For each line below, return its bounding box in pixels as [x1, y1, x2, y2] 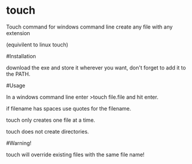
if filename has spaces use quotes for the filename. [6, 105, 132, 112]
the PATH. [6, 70, 31, 77]
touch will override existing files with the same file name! [6, 151, 145, 158]
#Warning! [6, 139, 31, 146]
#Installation [6, 52, 37, 59]
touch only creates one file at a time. [6, 116, 95, 124]
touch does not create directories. [6, 128, 89, 135]
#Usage [6, 81, 25, 89]
